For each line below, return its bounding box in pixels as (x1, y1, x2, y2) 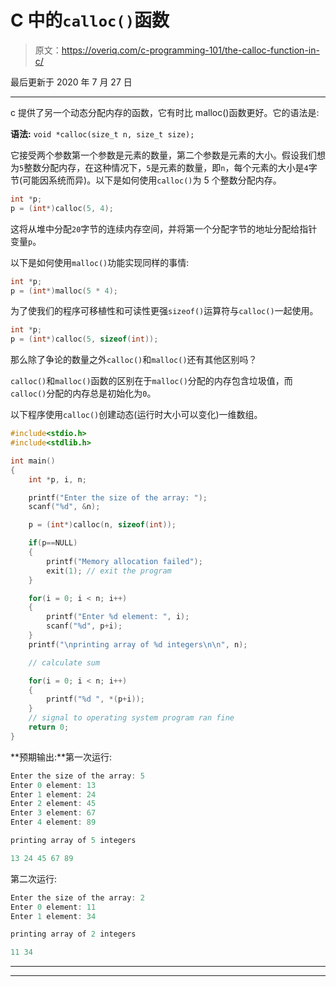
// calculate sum (28, 657, 101, 668)
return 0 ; (28, 722, 70, 733)
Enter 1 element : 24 (10, 789, 97, 800)
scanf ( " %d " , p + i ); (46, 621, 123, 631)
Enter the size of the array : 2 (10, 892, 145, 903)
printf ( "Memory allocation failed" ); (46, 556, 203, 566)
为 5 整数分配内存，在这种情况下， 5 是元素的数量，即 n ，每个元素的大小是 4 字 (10, 161, 318, 173)
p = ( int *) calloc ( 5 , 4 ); (10, 203, 114, 213)
